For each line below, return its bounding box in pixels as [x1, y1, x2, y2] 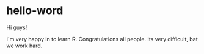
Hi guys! [6, 24, 27, 31]
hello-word [6, 4, 64, 18]
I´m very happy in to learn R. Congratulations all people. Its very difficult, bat [6, 35, 198, 42]
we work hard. [6, 42, 43, 49]
